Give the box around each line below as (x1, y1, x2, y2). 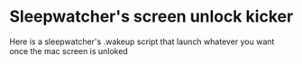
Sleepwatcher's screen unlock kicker (9, 6, 294, 27)
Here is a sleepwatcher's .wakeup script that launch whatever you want (9, 36, 275, 47)
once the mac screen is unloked (9, 45, 128, 56)
